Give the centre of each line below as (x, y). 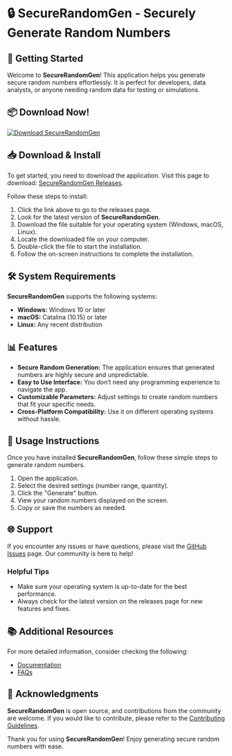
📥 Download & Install (54, 156)
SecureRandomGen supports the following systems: (82, 297)
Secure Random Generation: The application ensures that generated (116, 367)
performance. (37, 594)
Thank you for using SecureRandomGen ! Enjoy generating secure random (114, 739)
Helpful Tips (28, 571)
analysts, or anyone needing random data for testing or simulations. (104, 90)
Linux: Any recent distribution (60, 325)
